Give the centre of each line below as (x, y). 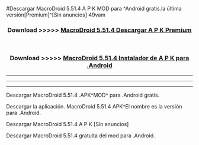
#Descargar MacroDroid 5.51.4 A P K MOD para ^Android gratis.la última (94, 9)
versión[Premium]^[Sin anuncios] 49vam (56, 15)
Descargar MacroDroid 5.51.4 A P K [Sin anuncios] (68, 124)
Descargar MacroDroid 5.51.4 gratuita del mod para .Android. (81, 136)
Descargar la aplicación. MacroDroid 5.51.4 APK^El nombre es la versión (94, 106)
